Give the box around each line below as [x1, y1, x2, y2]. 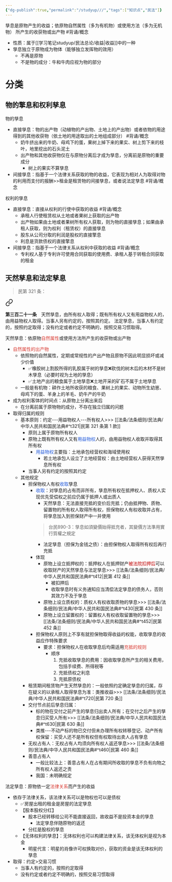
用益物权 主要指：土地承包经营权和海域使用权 [35, 449, 131, 455]
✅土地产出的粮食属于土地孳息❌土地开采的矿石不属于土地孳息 [28, 378, 157, 384]
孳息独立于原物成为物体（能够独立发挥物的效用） [12, 46, 116, 52]
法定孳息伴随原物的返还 [35, 820, 85, 826]
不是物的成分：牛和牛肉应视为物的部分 [20, 59, 101, 65]
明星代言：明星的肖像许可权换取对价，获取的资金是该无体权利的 [28, 846, 163, 852]
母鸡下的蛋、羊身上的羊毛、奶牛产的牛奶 [20, 391, 106, 397]
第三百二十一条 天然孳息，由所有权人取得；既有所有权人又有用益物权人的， [5, 311, 167, 317]
